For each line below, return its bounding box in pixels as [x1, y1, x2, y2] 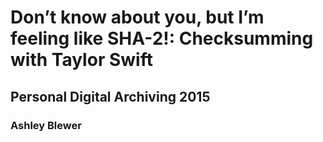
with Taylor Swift [10, 49, 153, 71]
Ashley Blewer [10, 118, 82, 132]
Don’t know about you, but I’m [10, 6, 265, 29]
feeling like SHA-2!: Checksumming [10, 27, 314, 50]
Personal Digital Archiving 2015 [10, 88, 211, 105]
